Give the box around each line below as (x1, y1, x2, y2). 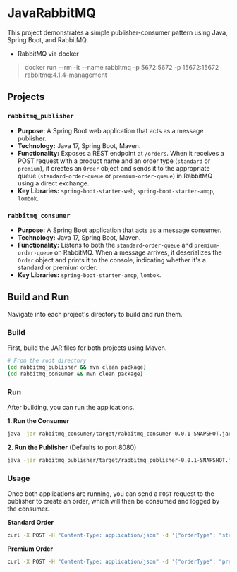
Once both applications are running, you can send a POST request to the (7, 489, 214, 498)
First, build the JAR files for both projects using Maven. (7, 343, 167, 352)
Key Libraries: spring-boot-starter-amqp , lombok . (17, 270, 162, 279)
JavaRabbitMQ (7, 5, 97, 21)
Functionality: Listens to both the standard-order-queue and (17, 241, 193, 249)
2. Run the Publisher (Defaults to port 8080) (7, 443, 137, 451)
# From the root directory (7, 358, 87, 365)
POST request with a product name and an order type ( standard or (17, 157, 211, 165)
